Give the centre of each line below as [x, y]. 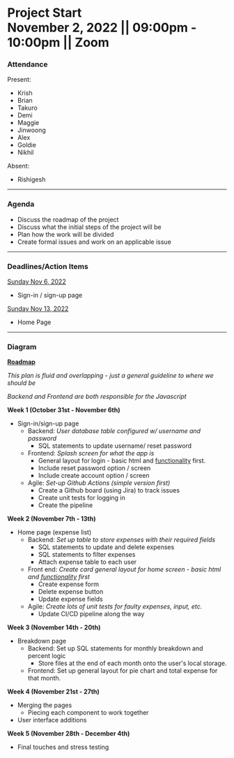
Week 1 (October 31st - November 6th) [64, 410]
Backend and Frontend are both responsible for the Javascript [97, 397]
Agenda [21, 204]
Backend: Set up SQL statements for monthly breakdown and [115, 648]
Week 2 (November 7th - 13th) [52, 519]
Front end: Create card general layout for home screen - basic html [124, 569]
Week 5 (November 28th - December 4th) [69, 734]
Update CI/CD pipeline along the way [91, 614]
